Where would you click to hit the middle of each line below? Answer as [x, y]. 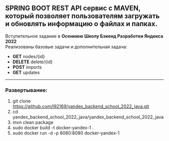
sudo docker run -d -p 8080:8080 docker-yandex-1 [66, 133]
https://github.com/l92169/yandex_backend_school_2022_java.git [81, 106]
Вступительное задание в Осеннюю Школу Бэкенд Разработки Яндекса [84, 36]
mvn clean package [33, 122]
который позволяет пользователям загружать [82, 16]
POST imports [27, 67]
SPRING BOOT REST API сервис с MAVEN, [73, 8]
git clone [22, 101]
